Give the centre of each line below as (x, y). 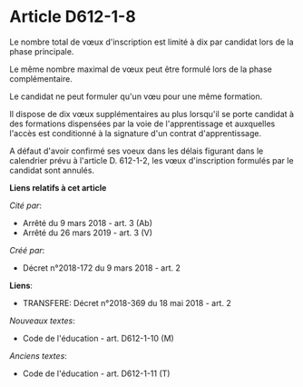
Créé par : (27, 250)
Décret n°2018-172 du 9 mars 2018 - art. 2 (102, 268)
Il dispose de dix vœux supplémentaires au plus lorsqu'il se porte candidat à (152, 114)
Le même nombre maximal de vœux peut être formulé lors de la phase (141, 69)
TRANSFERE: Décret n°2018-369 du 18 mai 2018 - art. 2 (127, 303)
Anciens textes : (39, 355)
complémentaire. (41, 78)
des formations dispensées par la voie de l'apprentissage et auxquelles (142, 124)
